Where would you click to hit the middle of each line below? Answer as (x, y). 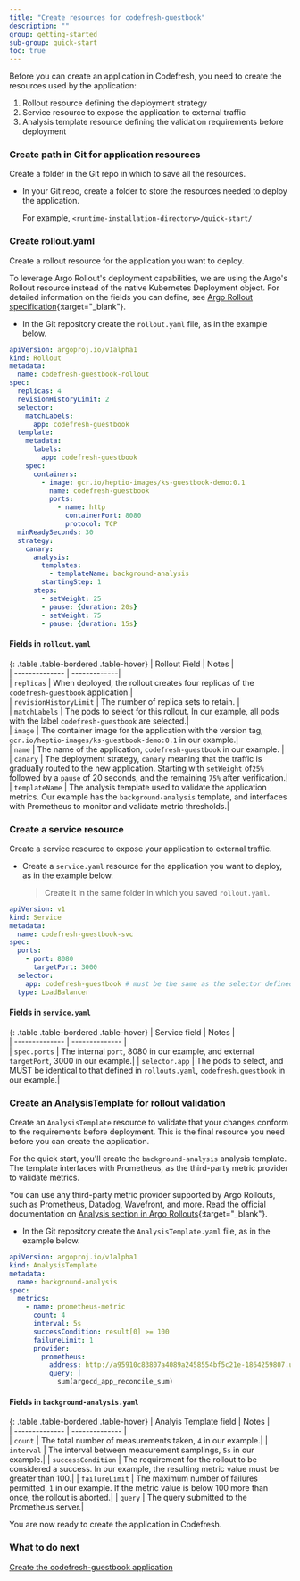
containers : (55, 474)
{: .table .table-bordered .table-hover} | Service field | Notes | (122, 1032)
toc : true (28, 51)
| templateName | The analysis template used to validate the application (138, 787)
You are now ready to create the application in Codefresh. (116, 1525)
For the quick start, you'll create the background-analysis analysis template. (148, 1159)
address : (65, 1365)
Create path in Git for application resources (105, 155)
